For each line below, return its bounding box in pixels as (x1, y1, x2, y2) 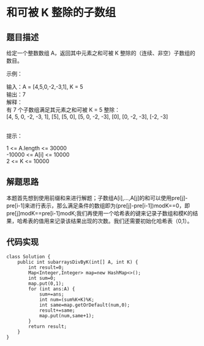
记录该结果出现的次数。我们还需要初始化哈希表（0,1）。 (54, 217, 193, 225)
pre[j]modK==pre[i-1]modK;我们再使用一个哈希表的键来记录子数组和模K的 (6, 209, 193, 217)
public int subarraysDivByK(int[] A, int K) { (17, 259, 138, 265)
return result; (28, 323, 67, 329)
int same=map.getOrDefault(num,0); (39, 302, 130, 308)
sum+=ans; (39, 291, 64, 298)
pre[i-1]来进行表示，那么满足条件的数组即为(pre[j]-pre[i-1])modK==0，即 (6, 202, 190, 209)
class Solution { (6, 253, 51, 259)
